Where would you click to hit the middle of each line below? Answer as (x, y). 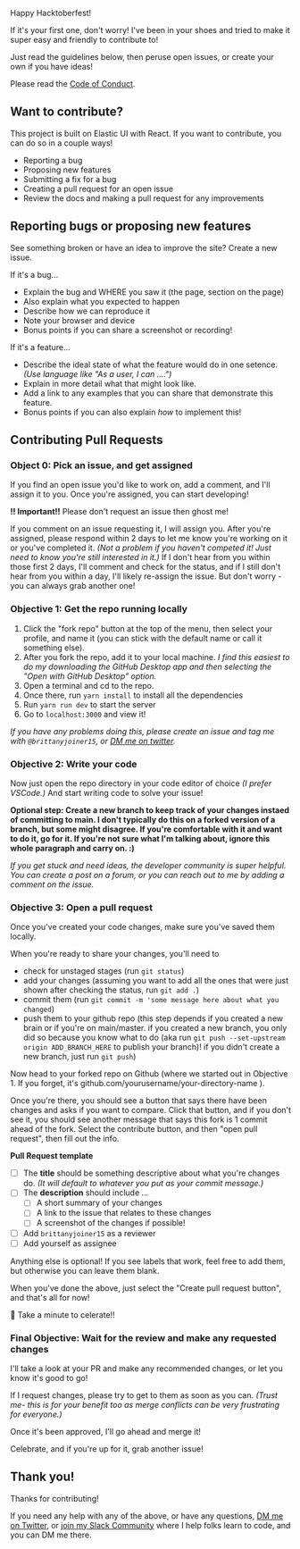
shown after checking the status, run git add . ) (111, 990)
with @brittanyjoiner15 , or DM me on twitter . (93, 741)
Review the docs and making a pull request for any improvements (143, 198)
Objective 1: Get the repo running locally (99, 609)
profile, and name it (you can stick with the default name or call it (142, 638)
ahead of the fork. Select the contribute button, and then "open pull (134, 1129)
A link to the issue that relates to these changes (124, 1213)
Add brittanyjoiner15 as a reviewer (89, 1233)
